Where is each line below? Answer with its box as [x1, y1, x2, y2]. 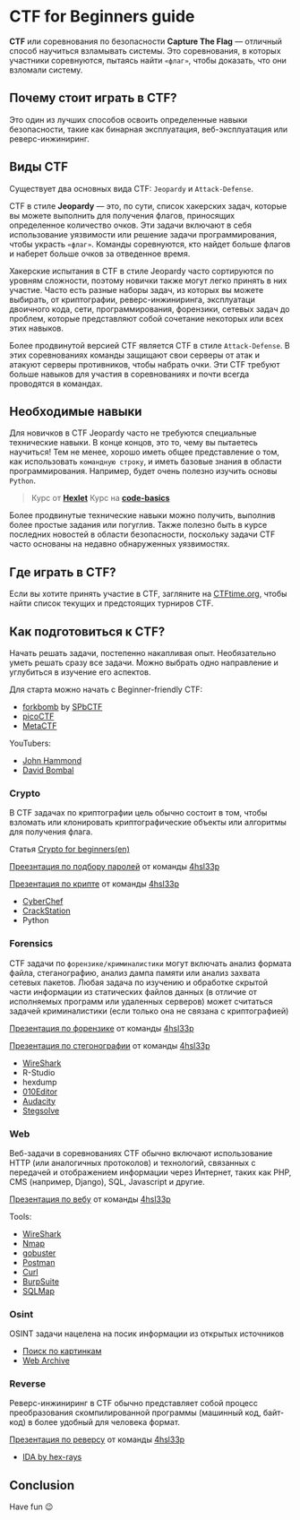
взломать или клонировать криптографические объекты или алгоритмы [9, 817, 287, 828]
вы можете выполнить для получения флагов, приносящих [9, 210, 236, 220]
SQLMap [21, 1285, 56, 1296]
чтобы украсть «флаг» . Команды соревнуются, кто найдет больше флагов [9, 238, 291, 249]
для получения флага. [9, 826, 93, 837]
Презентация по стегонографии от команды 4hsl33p [9, 1040, 210, 1050]
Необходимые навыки [9, 403, 142, 419]
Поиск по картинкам [21, 1346, 102, 1357]
